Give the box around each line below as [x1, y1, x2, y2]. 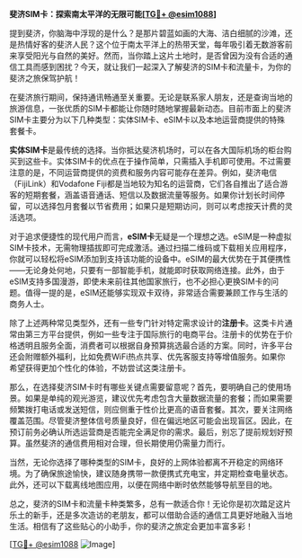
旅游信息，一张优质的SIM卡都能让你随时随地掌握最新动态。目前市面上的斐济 [9, 103, 292, 113]
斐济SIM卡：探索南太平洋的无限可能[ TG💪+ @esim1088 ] [9, 9, 218, 19]
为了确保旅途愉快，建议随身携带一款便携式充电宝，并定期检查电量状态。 [24, 468, 293, 479]
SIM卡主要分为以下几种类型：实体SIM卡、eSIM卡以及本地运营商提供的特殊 [9, 114, 286, 125]
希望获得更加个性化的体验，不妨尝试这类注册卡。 [9, 363, 191, 373]
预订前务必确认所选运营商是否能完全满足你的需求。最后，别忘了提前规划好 [9, 427, 285, 437]
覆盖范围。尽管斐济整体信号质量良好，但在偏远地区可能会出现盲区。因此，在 [9, 415, 293, 426]
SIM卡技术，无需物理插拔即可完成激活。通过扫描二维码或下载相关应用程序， [9, 243, 292, 252]
